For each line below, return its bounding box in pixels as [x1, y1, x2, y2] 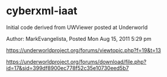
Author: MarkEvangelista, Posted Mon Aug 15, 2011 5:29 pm [6, 35, 152, 42]
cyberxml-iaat [6, 4, 78, 18]
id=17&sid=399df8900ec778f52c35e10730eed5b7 [6, 64, 129, 72]
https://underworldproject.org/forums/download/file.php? [6, 58, 147, 65]
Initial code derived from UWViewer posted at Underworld [6, 24, 148, 31]
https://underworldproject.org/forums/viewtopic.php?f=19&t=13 [6, 46, 161, 54]
